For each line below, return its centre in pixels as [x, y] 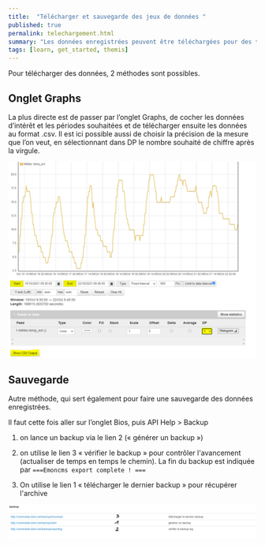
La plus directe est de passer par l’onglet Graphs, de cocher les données [126, 117]
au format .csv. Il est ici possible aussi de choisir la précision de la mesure [128, 133]
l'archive [34, 494]
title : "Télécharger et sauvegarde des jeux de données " [107, 17]
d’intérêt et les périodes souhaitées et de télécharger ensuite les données [128, 125]
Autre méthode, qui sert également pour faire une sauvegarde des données [131, 399]
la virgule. [24, 151]
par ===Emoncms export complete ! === [82, 470]
